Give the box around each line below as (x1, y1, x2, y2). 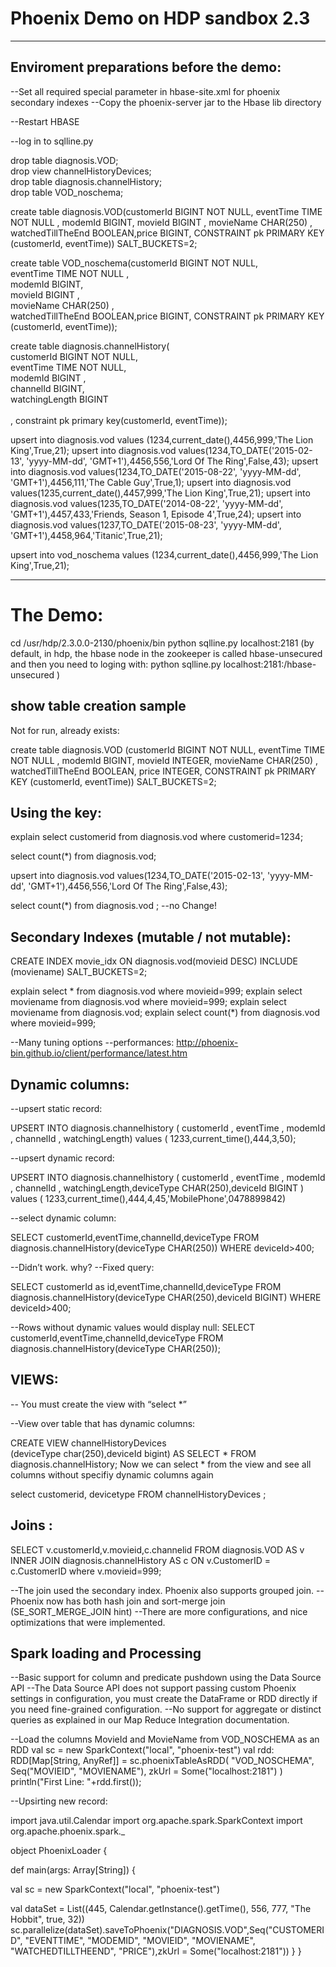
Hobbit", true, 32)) (10, 1913, 85, 1926)
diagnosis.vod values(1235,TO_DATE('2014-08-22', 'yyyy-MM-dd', (10, 497, 284, 509)
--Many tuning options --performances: (10, 1037, 175, 1049)
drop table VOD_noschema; (10, 186, 124, 198)
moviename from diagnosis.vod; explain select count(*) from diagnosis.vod (10, 1007, 320, 1019)
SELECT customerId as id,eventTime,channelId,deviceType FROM (10, 1280, 282, 1292)
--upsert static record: (10, 1102, 103, 1114)
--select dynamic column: (10, 1212, 117, 1224)
